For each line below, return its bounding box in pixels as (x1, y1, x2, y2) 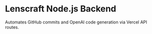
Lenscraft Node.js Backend (5, 3, 117, 14)
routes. (5, 24, 19, 30)
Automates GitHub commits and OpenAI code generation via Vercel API (5, 19, 148, 25)
